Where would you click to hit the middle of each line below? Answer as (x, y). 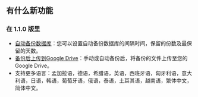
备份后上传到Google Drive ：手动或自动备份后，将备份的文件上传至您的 (101, 58)
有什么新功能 (30, 11)
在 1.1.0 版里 (23, 29)
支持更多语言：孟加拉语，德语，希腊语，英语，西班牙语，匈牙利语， (98, 73)
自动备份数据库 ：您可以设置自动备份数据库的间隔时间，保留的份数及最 (101, 43)
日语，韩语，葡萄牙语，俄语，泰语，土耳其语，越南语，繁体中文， (111, 80)
